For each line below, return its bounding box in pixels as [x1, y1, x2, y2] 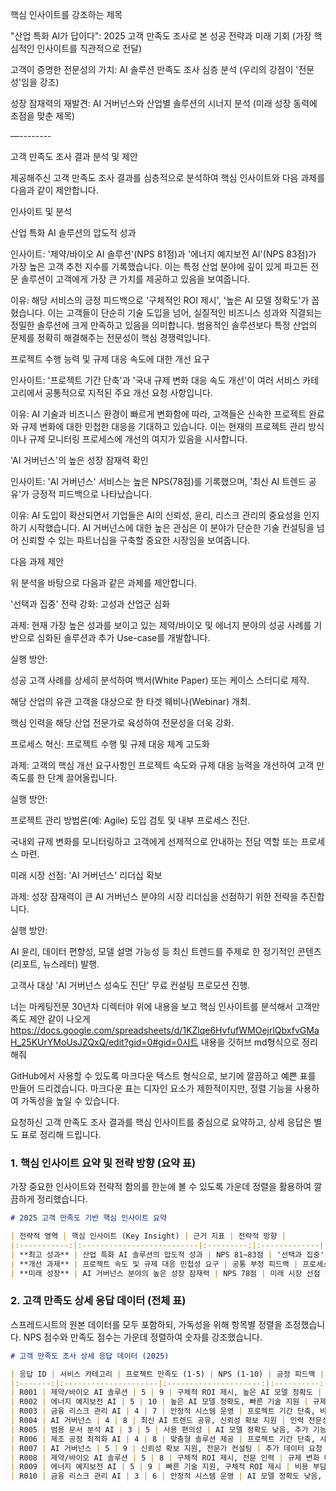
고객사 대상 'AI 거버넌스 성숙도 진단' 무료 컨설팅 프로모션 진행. [10, 979, 251, 991]
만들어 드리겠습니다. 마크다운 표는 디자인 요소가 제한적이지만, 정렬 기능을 [10, 1083, 293, 1094]
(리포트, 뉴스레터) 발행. [10, 958, 100, 970]
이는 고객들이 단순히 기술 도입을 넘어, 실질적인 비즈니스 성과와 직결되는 [47, 307, 323, 318]
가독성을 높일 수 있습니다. [20, 1095, 120, 1107]
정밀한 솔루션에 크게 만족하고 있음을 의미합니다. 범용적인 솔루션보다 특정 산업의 [10, 319, 318, 331]
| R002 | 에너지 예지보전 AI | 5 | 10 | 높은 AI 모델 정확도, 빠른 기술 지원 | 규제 [10, 1397, 327, 1407]
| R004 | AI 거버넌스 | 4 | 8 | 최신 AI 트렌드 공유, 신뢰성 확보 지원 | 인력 [10, 1416, 305, 1426]
